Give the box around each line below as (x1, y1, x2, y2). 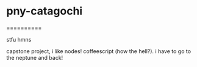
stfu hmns (6, 36, 32, 43)
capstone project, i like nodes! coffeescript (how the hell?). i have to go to (6, 47, 191, 55)
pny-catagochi (6, 4, 83, 18)
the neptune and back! (6, 54, 63, 61)
